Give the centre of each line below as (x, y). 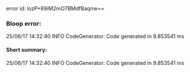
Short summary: (27, 50)
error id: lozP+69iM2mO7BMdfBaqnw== (55, 8)
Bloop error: (24, 23)
